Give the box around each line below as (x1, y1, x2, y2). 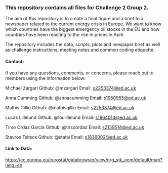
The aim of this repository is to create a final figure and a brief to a (5, 16, 144, 22)
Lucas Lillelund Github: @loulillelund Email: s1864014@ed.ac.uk (5, 114, 138, 120)
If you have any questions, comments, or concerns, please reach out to (5, 70, 154, 76)
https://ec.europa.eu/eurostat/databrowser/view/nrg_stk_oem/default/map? (5, 156, 163, 163)
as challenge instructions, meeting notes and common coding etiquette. (5, 47, 155, 53)
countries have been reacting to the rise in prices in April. (5, 32, 125, 38)
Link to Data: (5, 146, 32, 152)
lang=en (5, 162, 23, 168)
